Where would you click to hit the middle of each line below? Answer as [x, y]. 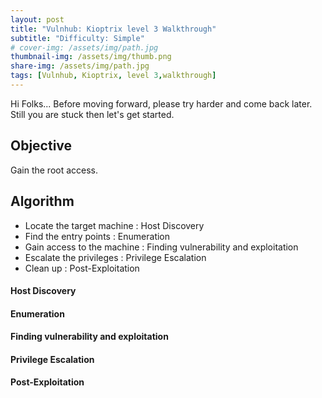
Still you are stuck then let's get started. [92, 114]
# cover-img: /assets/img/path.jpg [84, 47]
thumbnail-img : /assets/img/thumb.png [91, 57]
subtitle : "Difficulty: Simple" [77, 38]
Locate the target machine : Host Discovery [114, 225]
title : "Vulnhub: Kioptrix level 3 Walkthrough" [113, 29]
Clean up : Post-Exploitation [82, 268]
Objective [41, 146]
